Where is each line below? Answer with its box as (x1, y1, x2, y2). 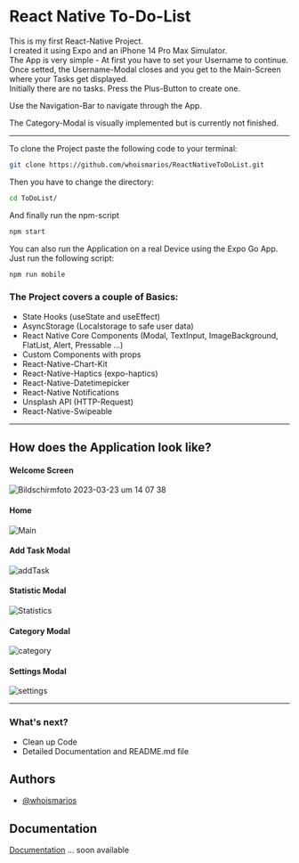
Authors (9, 772, 56, 787)
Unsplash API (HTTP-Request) (21, 396, 133, 407)
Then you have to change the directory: (9, 176, 154, 187)
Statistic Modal (9, 585, 67, 596)
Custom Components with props (21, 349, 141, 360)
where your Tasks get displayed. (9, 73, 129, 84)
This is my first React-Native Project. (9, 36, 144, 46)
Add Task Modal (9, 545, 71, 556)
